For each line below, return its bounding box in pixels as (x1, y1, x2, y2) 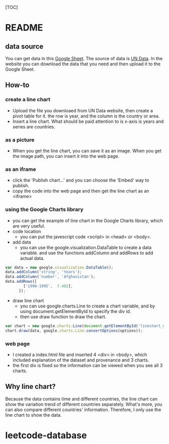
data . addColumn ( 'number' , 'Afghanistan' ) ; (5, 274, 96, 280)
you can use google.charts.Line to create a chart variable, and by (20, 303, 155, 309)
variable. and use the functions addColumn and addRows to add (20, 250, 153, 256)
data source (5, 42, 44, 51)
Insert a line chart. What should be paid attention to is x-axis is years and (12, 118, 164, 124)
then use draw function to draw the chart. (20, 314, 107, 320)
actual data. (20, 255, 45, 261)
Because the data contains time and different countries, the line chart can (5, 395, 157, 402)
